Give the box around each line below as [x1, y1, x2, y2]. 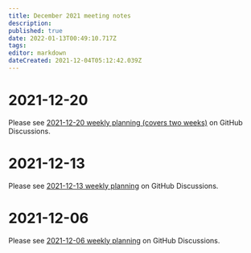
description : [8, 19, 52, 27]
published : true [8, 27, 63, 35]
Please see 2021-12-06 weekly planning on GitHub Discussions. [8, 235, 220, 245]
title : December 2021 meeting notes [8, 11, 131, 20]
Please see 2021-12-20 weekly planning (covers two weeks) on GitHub [8, 117, 243, 127]
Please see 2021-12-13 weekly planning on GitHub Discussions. [8, 181, 219, 190]
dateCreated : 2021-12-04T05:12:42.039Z [8, 57, 142, 65]
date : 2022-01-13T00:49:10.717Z [8, 34, 117, 43]
